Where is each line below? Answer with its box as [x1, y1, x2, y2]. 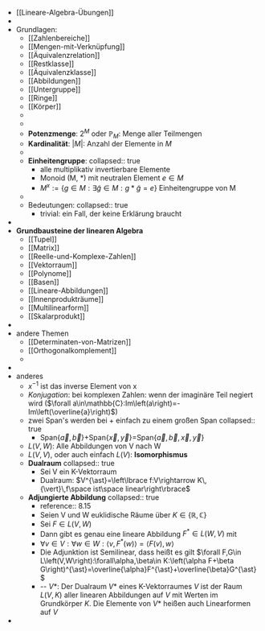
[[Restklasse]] [27, 59, 75, 68]
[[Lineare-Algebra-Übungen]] [15, 8, 114, 17]
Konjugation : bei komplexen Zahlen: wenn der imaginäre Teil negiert [27, 390, 253, 399]
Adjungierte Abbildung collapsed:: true [27, 492, 160, 502]
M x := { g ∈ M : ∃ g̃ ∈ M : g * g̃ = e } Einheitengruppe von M [39, 182, 237, 193]
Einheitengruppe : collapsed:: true [27, 156, 141, 166]
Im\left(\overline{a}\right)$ [27, 406, 116, 416]
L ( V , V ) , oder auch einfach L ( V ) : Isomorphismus [27, 449, 188, 459]
